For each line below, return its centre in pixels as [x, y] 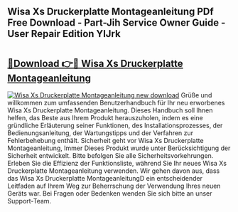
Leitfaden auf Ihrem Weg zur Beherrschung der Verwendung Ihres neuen [114, 186]
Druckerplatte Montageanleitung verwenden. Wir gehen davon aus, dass [114, 171]
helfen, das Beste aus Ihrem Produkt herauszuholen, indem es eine [106, 118]
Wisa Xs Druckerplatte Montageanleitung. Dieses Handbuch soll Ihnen [110, 110]
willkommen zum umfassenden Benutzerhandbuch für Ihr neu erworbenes [116, 103]
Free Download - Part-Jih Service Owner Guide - [117, 23]
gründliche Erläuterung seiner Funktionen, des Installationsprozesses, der [115, 125]
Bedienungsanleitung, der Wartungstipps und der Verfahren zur [101, 133]
